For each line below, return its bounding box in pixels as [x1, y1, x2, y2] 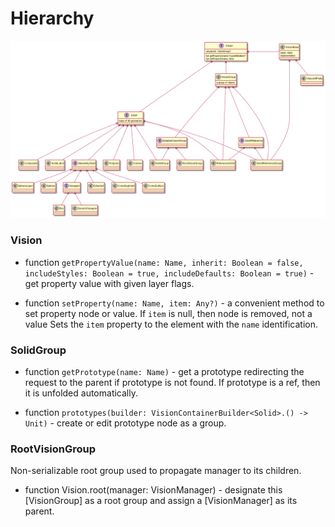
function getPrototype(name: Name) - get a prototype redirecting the [24, 366, 305, 378]
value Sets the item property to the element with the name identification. [24, 318, 319, 330]
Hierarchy [10, 7, 95, 30]
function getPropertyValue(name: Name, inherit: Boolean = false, [24, 256, 304, 268]
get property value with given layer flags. [24, 277, 195, 289]
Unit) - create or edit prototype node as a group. [24, 417, 227, 429]
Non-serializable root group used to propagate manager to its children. [10, 465, 302, 477]
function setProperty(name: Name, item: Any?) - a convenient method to [24, 297, 325, 309]
